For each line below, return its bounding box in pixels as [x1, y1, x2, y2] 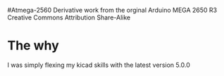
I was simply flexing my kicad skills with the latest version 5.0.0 [7, 61, 190, 69]
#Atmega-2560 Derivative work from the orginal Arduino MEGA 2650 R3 [7, 6, 217, 14]
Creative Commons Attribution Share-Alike [7, 13, 131, 22]
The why [7, 38, 60, 54]
